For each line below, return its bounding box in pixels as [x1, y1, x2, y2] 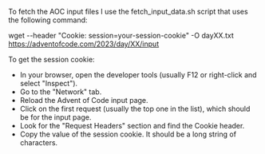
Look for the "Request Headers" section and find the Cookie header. [19, 121, 245, 130]
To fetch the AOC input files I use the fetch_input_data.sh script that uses [8, 7, 249, 16]
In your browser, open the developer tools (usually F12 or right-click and [19, 70, 257, 79]
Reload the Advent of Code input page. [19, 96, 149, 105]
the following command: [8, 15, 88, 25]
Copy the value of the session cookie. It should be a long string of [19, 129, 237, 139]
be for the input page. [19, 113, 92, 122]
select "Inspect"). [19, 79, 78, 88]
